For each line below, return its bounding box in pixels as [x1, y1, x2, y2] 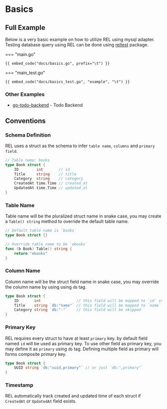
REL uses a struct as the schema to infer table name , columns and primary [5, 143, 155, 149]
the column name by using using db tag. [5, 284, 87, 290]
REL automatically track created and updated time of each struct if [5, 393, 141, 399]
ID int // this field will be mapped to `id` [14, 298, 157, 303]
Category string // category [14, 176, 83, 181]
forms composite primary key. [5, 351, 67, 357]
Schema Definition [5, 131, 51, 138]
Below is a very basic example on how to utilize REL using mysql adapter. [5, 36, 155, 42]
